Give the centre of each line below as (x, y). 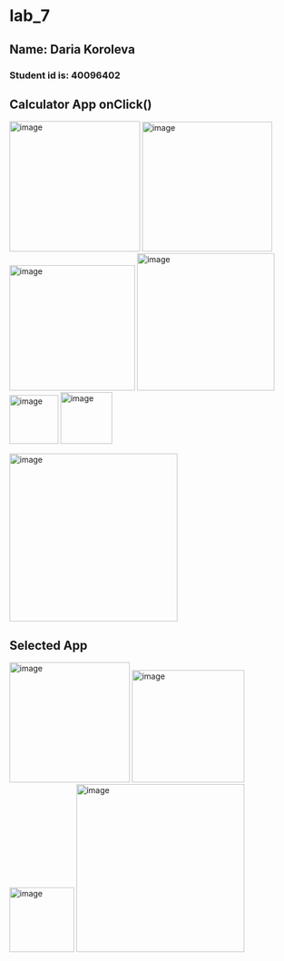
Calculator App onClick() (81, 104)
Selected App (49, 645)
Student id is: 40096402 (65, 75)
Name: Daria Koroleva (73, 49)
